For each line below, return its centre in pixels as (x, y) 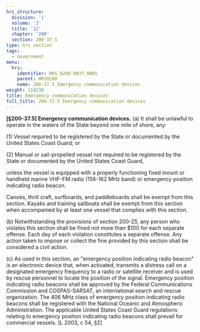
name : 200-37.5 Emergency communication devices (79, 85)
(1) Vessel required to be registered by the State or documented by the (93, 137)
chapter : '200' (31, 34)
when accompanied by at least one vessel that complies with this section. (97, 210)
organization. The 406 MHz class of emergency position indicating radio (96, 297)
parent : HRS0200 (37, 79)
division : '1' (29, 17)
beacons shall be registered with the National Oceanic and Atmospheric (95, 303)
